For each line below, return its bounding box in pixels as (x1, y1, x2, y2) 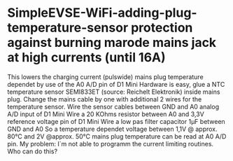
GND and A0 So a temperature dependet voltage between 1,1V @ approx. (7, 125, 218, 133)
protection (130, 20, 193, 36)
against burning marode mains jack (7, 35, 217, 50)
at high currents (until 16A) (7, 50, 166, 66)
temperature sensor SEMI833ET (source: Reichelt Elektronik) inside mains (7, 87, 220, 96)
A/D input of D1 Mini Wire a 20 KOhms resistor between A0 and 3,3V (7, 110, 204, 118)
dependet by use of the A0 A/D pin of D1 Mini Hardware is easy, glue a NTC (7, 80, 225, 88)
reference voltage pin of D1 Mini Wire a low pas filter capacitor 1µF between (7, 117, 225, 125)
